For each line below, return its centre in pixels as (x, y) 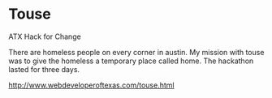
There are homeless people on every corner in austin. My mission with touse (136, 52)
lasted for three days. (44, 69)
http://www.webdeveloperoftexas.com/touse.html (91, 85)
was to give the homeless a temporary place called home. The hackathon (131, 61)
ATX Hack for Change (45, 36)
